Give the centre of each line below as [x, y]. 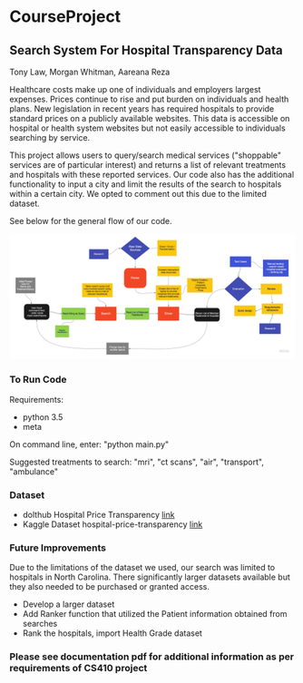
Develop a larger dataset [68, 604]
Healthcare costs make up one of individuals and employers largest [135, 89]
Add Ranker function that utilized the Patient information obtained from [155, 614]
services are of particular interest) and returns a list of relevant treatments [148, 165]
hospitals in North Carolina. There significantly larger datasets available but [150, 577]
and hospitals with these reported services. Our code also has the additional [152, 175]
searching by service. [50, 137]
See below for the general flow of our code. [91, 221]
